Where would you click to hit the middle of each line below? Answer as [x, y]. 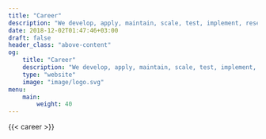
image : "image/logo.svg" [63, 82]
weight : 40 [55, 104]
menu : [17, 89]
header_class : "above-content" [60, 45]
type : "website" [49, 75]
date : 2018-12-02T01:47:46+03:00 [63, 30]
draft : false [30, 38]
